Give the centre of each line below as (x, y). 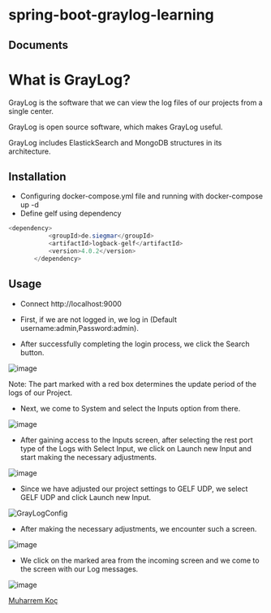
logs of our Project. (41, 393)
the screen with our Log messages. (79, 569)
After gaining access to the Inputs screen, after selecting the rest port (136, 440)
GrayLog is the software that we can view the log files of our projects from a (135, 102)
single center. (31, 111)
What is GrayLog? (70, 80)
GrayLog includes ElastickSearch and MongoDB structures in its (115, 142)
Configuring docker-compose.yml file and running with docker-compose (142, 196)
